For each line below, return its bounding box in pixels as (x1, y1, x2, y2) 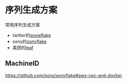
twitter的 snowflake (12, 32, 51, 38)
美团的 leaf (12, 44, 34, 50)
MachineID (5, 59, 40, 68)
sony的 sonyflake (12, 38, 47, 44)
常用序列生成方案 (5, 22, 40, 28)
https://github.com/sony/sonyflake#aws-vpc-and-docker (5, 72, 123, 78)
